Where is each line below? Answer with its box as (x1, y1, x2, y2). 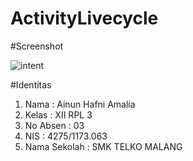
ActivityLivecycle (10, 7, 159, 30)
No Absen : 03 (24, 119, 85, 131)
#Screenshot (10, 40, 64, 52)
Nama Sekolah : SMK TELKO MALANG (24, 140, 183, 152)
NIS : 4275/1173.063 (24, 130, 108, 142)
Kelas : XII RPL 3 (24, 108, 93, 121)
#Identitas (10, 78, 52, 91)
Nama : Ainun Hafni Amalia (24, 98, 136, 110)
